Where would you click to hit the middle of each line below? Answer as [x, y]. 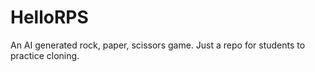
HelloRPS [49, 17]
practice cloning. [45, 55]
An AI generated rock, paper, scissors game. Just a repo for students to [158, 45]
